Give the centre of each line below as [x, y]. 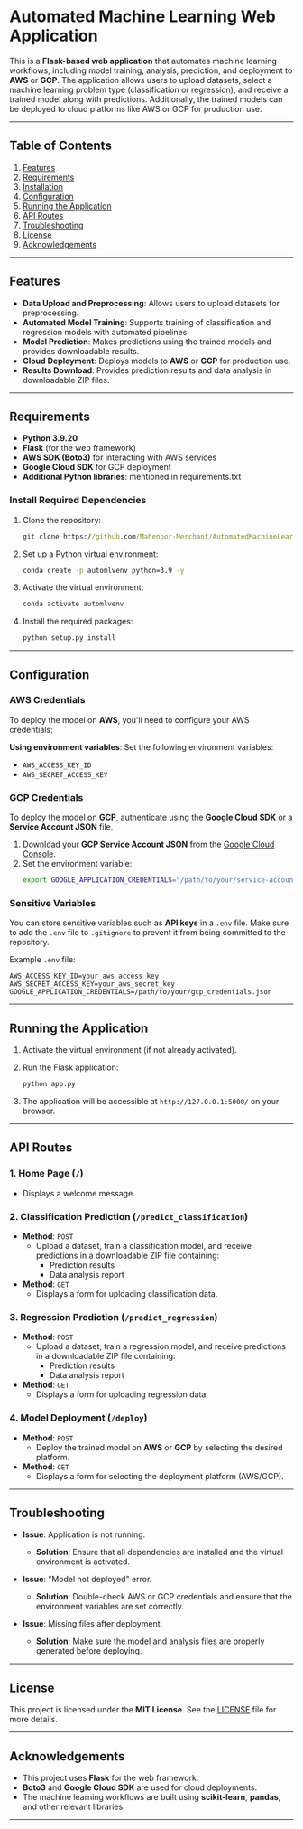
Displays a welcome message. [78, 1193]
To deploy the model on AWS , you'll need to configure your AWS [129, 719]
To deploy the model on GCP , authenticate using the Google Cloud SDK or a [151, 817]
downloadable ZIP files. [66, 380]
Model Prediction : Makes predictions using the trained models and [147, 342]
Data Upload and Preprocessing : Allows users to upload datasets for [151, 303]
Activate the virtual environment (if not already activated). [129, 1050]
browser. [39, 1111]
